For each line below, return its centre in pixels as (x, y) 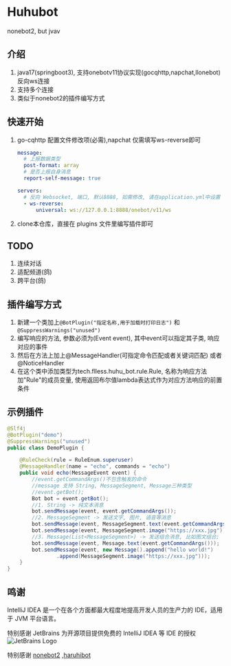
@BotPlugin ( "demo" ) (35, 435)
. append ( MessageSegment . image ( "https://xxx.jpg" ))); (133, 556)
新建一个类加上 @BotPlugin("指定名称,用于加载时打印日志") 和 (98, 322)
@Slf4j (16, 428)
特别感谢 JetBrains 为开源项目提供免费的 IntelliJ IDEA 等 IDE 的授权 (101, 633)
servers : (30, 191)
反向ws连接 (33, 80)
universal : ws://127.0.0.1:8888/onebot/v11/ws (103, 210)
